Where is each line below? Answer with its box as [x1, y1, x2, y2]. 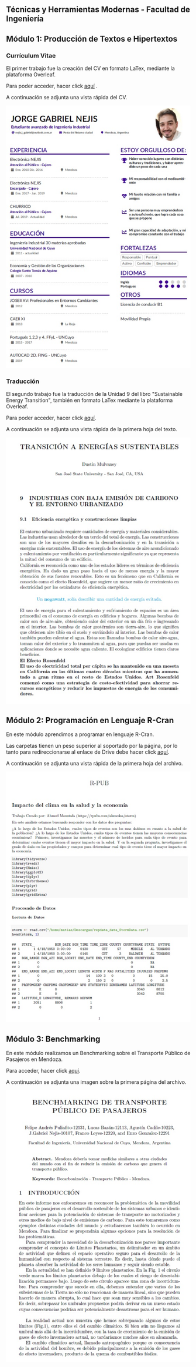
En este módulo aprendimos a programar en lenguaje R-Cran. [6, 731, 154, 738]
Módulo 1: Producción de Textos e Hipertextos [6, 33, 178, 43]
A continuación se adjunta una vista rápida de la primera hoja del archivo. [6, 760, 183, 767]
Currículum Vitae [6, 51, 56, 59]
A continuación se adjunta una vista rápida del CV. [6, 94, 128, 101]
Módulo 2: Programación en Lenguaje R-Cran [6, 715, 174, 725]
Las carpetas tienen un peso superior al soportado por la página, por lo [6, 743, 178, 749]
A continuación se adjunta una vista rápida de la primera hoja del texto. [6, 426, 177, 433]
